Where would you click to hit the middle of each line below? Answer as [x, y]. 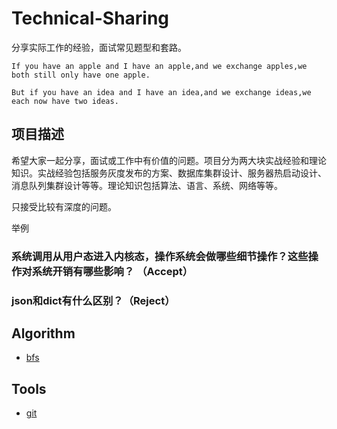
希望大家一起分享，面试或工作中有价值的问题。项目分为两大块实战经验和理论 [169, 160]
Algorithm [43, 333]
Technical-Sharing [90, 18]
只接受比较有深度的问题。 [64, 206]
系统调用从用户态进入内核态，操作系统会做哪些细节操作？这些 [160, 256]
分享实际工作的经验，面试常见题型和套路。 [99, 47]
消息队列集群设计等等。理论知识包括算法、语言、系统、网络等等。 [147, 185]
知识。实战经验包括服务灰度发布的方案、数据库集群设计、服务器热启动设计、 [169, 173]
